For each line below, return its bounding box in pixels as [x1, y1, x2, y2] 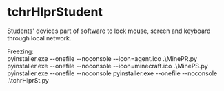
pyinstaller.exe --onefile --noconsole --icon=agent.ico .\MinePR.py [7, 54, 198, 62]
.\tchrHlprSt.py [7, 76, 50, 84]
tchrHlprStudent [7, 4, 103, 20]
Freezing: [7, 47, 34, 55]
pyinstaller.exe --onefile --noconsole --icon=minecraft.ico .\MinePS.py [7, 62, 208, 70]
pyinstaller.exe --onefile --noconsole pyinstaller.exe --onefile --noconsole [7, 69, 218, 77]
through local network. [7, 34, 72, 42]
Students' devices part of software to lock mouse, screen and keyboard [7, 27, 211, 35]
